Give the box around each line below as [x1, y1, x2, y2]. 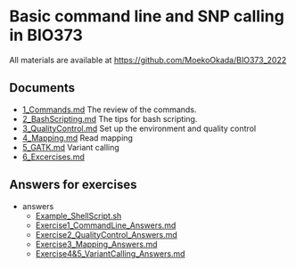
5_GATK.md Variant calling [21, 142, 120, 152]
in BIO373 [9, 25, 83, 45]
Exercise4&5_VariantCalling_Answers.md [35, 248, 185, 259]
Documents [9, 80, 76, 95]
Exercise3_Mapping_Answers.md [35, 239, 158, 249]
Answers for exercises [9, 177, 137, 192]
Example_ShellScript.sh [35, 210, 122, 221]
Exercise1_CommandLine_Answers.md [35, 220, 177, 231]
